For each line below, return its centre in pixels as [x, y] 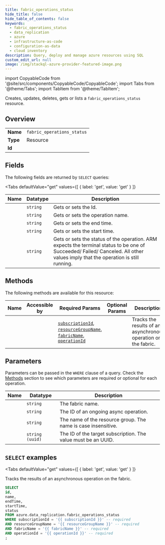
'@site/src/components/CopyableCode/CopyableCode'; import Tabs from [80, 83]
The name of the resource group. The [103, 420]
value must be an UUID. [87, 440]
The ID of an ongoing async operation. [104, 412]
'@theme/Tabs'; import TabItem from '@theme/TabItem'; [62, 89]
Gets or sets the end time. [83, 223]
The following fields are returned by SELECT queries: [57, 177]
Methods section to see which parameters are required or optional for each [81, 378]
